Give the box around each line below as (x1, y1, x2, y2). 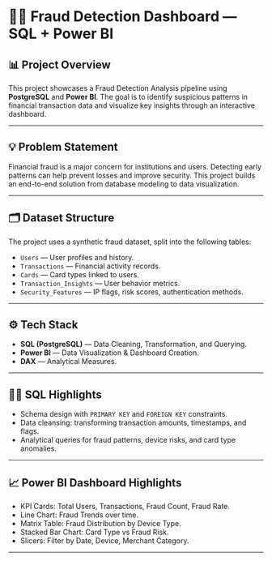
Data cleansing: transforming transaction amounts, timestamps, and (19, 418, 247, 428)
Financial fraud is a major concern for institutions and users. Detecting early (8, 161, 261, 171)
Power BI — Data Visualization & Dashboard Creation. (19, 348, 200, 358)
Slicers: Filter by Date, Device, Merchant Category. (19, 536, 189, 546)
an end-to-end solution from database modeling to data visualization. (8, 178, 240, 189)
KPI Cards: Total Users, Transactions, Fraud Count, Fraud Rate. (19, 502, 231, 512)
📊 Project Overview (8, 58, 111, 71)
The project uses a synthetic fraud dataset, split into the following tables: (8, 237, 252, 246)
